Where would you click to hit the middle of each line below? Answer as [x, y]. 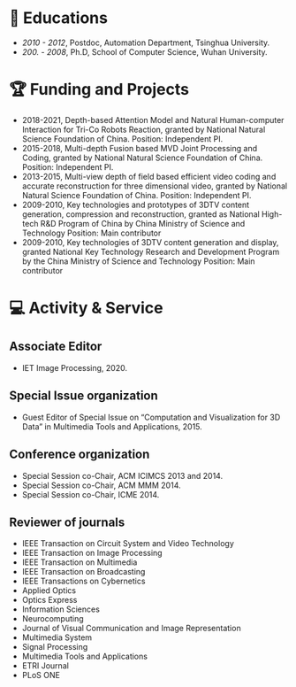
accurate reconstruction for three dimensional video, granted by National [155, 186]
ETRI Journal [45, 666]
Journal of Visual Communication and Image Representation [131, 629]
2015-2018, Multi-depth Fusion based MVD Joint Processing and [140, 148]
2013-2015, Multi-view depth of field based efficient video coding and [149, 176]
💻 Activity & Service [86, 308]
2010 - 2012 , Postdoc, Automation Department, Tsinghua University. [146, 42]
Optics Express [49, 600]
